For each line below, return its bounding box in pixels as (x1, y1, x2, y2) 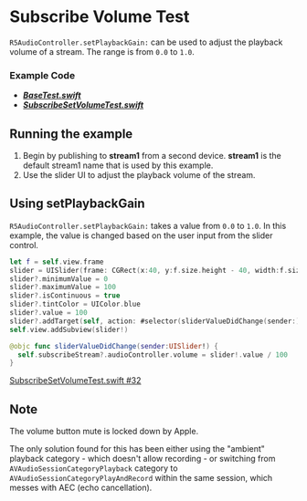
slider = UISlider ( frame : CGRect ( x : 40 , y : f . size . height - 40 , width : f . (9, 266, 289, 275)
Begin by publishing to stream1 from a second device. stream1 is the (22, 151, 281, 162)
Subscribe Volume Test (9, 6, 190, 27)
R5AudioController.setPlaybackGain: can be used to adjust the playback (9, 37, 283, 47)
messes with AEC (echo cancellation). (9, 482, 153, 494)
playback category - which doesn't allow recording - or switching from (9, 454, 276, 464)
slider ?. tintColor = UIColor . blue (9, 299, 142, 309)
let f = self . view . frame (9, 257, 104, 266)
